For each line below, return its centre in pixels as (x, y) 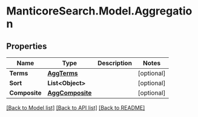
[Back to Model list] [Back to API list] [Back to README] (76, 108)
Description (115, 63)
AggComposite (70, 93)
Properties (27, 46)
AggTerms (63, 73)
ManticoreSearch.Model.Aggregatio (99, 11)
